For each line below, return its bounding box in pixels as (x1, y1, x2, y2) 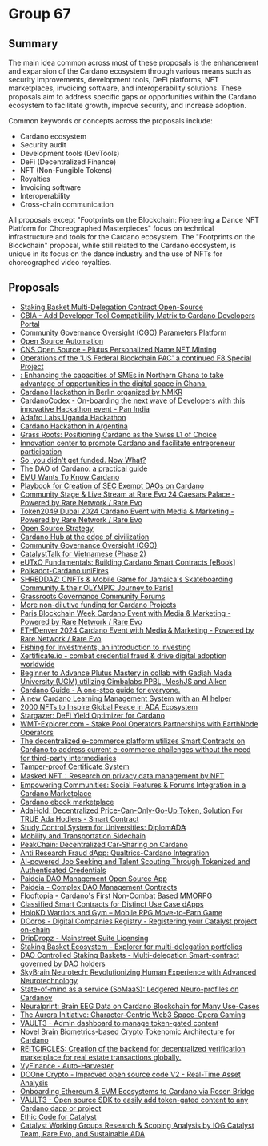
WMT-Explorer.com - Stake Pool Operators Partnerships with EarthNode (19, 718, 258, 729)
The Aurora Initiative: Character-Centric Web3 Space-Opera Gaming (19, 1010, 246, 1019)
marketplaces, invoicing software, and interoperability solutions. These (8, 83, 242, 93)
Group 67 (8, 5, 72, 23)
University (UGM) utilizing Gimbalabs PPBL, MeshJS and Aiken (19, 676, 227, 686)
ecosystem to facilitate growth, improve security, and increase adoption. (8, 101, 246, 110)
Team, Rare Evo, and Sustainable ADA (19, 1128, 146, 1138)
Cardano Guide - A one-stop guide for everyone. (19, 685, 181, 694)
